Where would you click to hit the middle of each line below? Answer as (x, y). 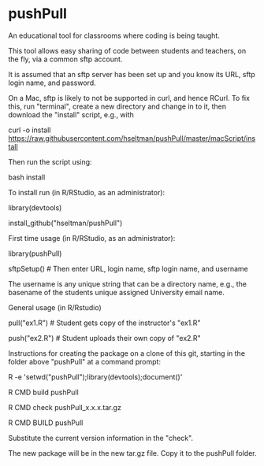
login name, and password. (52, 83)
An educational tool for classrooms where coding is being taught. (114, 35)
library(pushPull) (35, 253)
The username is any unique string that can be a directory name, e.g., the (127, 283)
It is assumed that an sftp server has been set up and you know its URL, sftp (132, 74)
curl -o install (30, 130)
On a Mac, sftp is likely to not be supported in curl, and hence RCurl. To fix (129, 98)
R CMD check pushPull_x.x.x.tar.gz (65, 407)
